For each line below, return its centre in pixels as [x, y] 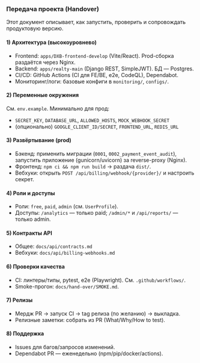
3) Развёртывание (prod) [39, 140]
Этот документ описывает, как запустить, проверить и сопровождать [96, 22]
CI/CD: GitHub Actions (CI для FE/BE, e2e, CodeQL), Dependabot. [97, 75]
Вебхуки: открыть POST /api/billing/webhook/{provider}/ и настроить [105, 173]
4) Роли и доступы [31, 193]
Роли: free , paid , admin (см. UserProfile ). [67, 206]
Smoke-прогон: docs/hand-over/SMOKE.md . [67, 286]
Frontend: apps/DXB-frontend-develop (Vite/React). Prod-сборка [94, 55]
